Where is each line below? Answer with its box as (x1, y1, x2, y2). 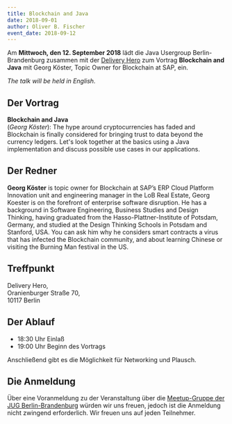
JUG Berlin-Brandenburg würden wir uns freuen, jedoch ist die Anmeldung (7, 401, 221, 410)
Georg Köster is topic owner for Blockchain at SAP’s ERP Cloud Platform (7, 184, 214, 192)
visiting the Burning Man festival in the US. (7, 243, 129, 251)
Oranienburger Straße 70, (7, 288, 81, 297)
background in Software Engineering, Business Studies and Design (7, 206, 199, 214)
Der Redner (7, 165, 58, 177)
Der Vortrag (7, 97, 59, 108)
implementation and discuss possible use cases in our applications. (7, 145, 200, 154)
